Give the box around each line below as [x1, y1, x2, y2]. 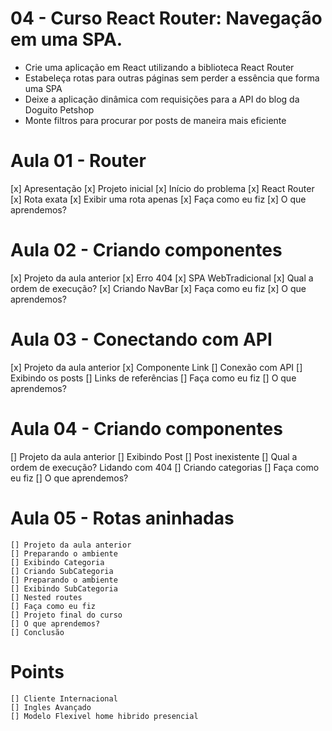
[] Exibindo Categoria [10, 557, 105, 567]
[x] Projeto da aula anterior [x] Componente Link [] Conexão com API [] [10, 361, 303, 373]
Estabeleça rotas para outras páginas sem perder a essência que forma [24, 72, 320, 84]
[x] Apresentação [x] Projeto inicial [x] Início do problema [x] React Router [10, 182, 315, 194]
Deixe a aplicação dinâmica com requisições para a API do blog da [24, 93, 300, 105]
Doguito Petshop [24, 103, 95, 116]
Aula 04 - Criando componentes [10, 417, 283, 440]
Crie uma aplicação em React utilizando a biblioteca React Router [24, 61, 295, 73]
